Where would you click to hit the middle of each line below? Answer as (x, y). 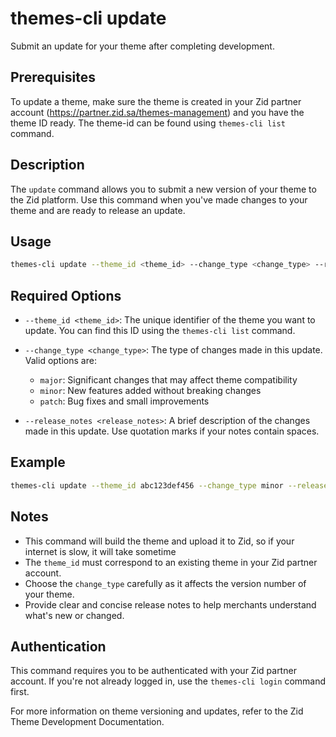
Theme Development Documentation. (87, 722)
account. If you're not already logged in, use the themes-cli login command (168, 681)
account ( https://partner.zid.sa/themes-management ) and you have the (157, 112)
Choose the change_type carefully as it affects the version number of (165, 583)
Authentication (58, 646)
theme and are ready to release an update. (98, 210)
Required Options (66, 295)
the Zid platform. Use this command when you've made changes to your (159, 199)
